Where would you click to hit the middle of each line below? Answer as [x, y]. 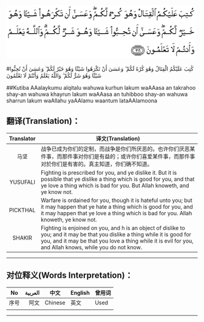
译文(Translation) [118, 139]
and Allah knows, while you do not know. [91, 247]
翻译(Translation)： [43, 121]
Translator [22, 138]
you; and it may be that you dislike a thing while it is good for [116, 235]
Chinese [55, 303]
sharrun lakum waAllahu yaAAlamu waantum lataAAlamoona [82, 101]
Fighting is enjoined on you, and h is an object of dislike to [113, 228]
